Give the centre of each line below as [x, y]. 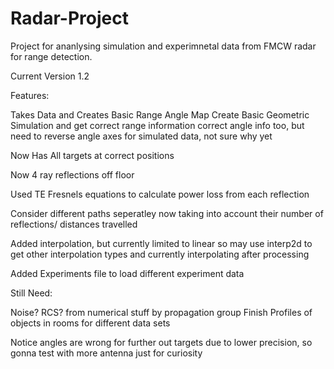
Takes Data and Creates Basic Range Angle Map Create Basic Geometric [160, 114]
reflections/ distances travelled [74, 224]
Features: [30, 95]
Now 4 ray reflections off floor [72, 174]
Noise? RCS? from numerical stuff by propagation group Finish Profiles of [161, 312]
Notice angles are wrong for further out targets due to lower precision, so [161, 342]
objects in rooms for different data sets [90, 323]
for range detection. [51, 56]
